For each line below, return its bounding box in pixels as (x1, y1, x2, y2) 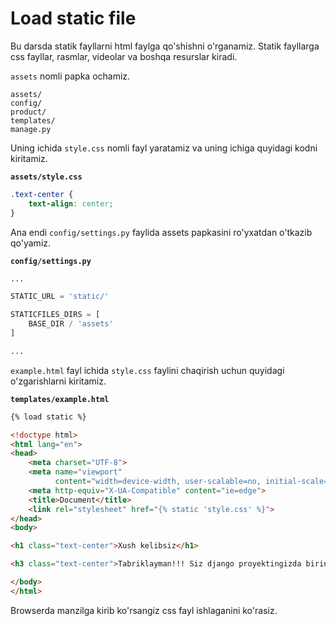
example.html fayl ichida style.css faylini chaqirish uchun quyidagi (10, 364, 285, 376)
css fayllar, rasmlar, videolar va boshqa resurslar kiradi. (10, 50, 238, 62)
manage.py (10, 124, 52, 134)
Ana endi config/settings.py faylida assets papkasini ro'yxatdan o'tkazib (10, 226, 313, 238)
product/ (10, 107, 47, 117)
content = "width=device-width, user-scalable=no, (54, 477, 262, 487)
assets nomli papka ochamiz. (10, 70, 131, 82)
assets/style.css (10, 172, 83, 182)
